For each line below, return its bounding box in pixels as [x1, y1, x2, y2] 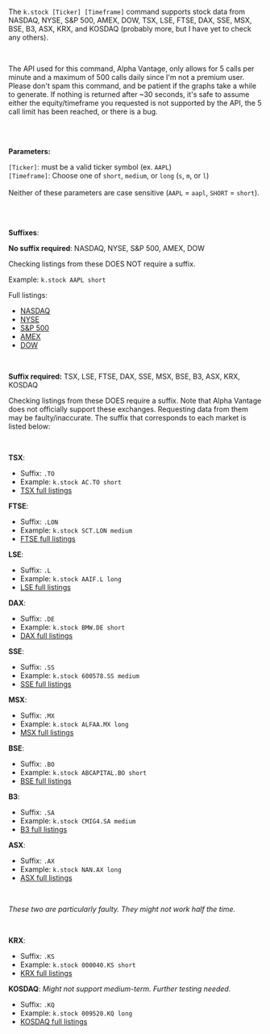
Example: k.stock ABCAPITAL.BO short [19, 768, 147, 777]
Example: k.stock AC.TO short [19, 477, 123, 487]
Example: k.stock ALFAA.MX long [19, 719, 129, 729]
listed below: [8, 421, 51, 431]
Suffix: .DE [19, 613, 55, 623]
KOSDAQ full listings [19, 1017, 88, 1026]
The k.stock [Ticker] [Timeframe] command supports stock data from [8, 7, 246, 16]
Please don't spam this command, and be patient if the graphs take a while [8, 81, 256, 90]
